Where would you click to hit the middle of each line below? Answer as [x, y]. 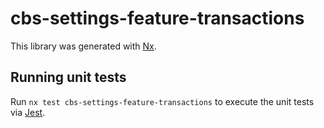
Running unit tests [68, 77]
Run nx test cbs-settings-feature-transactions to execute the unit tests [162, 101]
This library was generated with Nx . [83, 46]
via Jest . [28, 112]
